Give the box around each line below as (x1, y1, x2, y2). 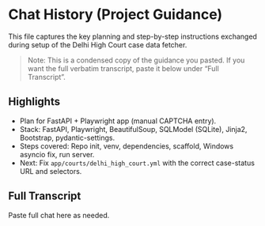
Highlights (8, 95, 61, 108)
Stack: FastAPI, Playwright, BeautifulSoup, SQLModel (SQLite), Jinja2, (19, 124, 248, 134)
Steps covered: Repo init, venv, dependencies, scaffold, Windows (19, 141, 234, 151)
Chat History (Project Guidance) (8, 6, 223, 24)
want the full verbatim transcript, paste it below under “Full (27, 63, 219, 73)
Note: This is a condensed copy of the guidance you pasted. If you (27, 55, 245, 65)
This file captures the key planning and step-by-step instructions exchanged (8, 32, 257, 41)
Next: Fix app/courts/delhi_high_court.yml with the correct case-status (19, 158, 256, 168)
